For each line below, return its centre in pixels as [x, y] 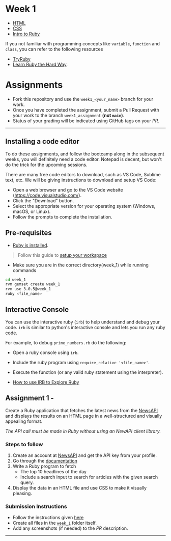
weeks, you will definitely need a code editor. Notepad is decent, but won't [83, 159]
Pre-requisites [28, 233]
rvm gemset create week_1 [33, 284]
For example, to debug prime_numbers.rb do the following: [66, 342]
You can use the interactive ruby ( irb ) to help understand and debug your [82, 322]
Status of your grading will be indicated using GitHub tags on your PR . [86, 121]
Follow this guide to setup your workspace [62, 255]
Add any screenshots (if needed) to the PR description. [70, 528]
